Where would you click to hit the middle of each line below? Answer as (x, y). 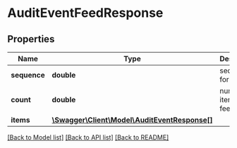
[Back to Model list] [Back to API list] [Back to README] (88, 137)
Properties (31, 39)
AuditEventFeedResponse (85, 13)
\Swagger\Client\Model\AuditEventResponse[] (132, 120)
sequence (28, 75)
